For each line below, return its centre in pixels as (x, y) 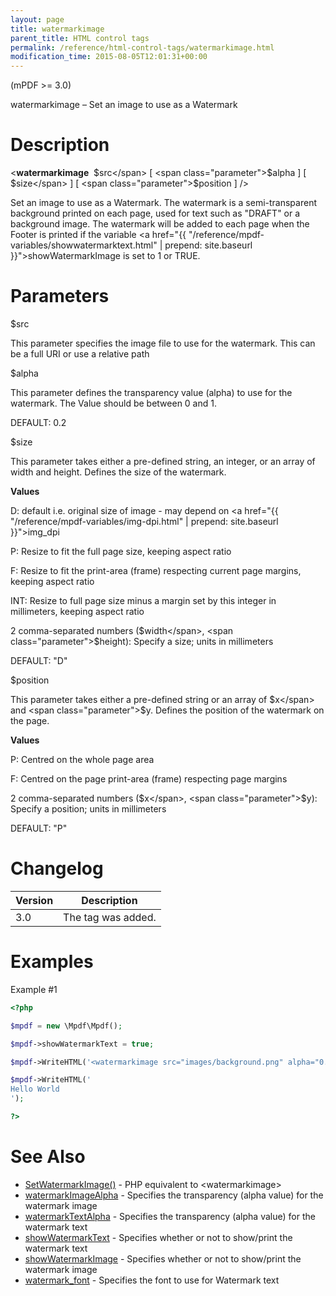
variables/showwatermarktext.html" (84, 245)
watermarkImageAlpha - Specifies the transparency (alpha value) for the (174, 1195)
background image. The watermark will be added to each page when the (160, 224)
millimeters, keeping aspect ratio (77, 611)
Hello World (35, 1089)
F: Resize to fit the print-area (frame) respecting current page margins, (156, 570)
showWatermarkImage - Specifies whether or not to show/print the (163, 1258)
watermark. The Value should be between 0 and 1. (113, 403)
